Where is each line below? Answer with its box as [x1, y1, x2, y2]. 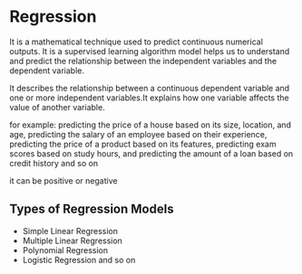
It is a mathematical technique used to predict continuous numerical [9, 36, 263, 47]
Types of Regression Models [9, 202, 174, 217]
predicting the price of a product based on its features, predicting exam [9, 138, 277, 149]
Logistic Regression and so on [22, 254, 136, 265]
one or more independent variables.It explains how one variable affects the [9, 92, 289, 103]
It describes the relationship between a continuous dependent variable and [9, 82, 290, 93]
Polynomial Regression [22, 244, 109, 255]
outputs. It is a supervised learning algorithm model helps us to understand [9, 45, 290, 56]
